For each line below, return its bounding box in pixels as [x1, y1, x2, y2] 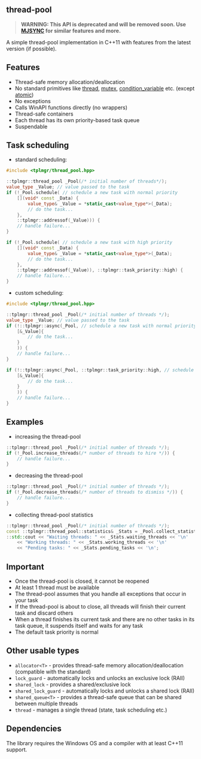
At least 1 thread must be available [14, 583, 100, 591]
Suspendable [14, 123, 48, 130]
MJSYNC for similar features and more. [20, 27, 121, 34]
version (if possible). [6, 45, 57, 52]
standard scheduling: [14, 156, 68, 164]
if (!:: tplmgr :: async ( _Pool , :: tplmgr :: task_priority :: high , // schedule [6, 367, 194, 373]
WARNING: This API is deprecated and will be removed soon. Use [20, 20, 187, 28]
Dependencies [6, 724, 62, 734]
